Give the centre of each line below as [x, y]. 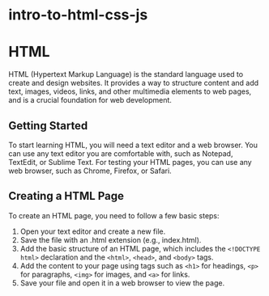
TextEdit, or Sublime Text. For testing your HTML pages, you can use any [130, 162]
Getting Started [48, 126]
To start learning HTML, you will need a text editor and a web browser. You [133, 145]
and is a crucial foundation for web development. [90, 100]
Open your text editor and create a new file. [93, 231]
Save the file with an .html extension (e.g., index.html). [111, 239]
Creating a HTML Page [66, 196]
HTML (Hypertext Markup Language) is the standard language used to [126, 74]
